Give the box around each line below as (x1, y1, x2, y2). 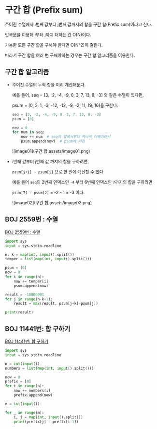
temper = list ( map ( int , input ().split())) (5, 257, 92, 262)
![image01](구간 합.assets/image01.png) (12, 148, 90, 154)
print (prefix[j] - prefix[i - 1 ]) (14, 419, 79, 424)
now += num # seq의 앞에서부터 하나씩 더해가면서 (21, 134, 111, 139)
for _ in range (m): (5, 410, 44, 415)
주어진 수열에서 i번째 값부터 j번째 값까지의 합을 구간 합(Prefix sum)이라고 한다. (5, 21, 153, 27)
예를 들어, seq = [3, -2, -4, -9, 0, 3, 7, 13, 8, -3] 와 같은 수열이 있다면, (12, 92, 144, 98)
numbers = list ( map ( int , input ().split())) (5, 366, 94, 371)
